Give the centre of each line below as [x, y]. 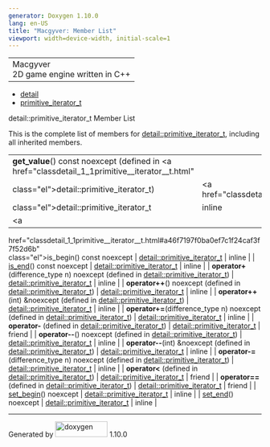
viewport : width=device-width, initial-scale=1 [90, 38]
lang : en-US [28, 23]
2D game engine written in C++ [72, 75]
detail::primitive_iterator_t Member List [72, 118]
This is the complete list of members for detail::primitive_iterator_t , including [134, 134]
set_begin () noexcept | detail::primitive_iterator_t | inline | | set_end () [121, 394]
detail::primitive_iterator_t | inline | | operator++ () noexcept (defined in [125, 283]
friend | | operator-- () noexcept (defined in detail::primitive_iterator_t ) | [125, 334]
